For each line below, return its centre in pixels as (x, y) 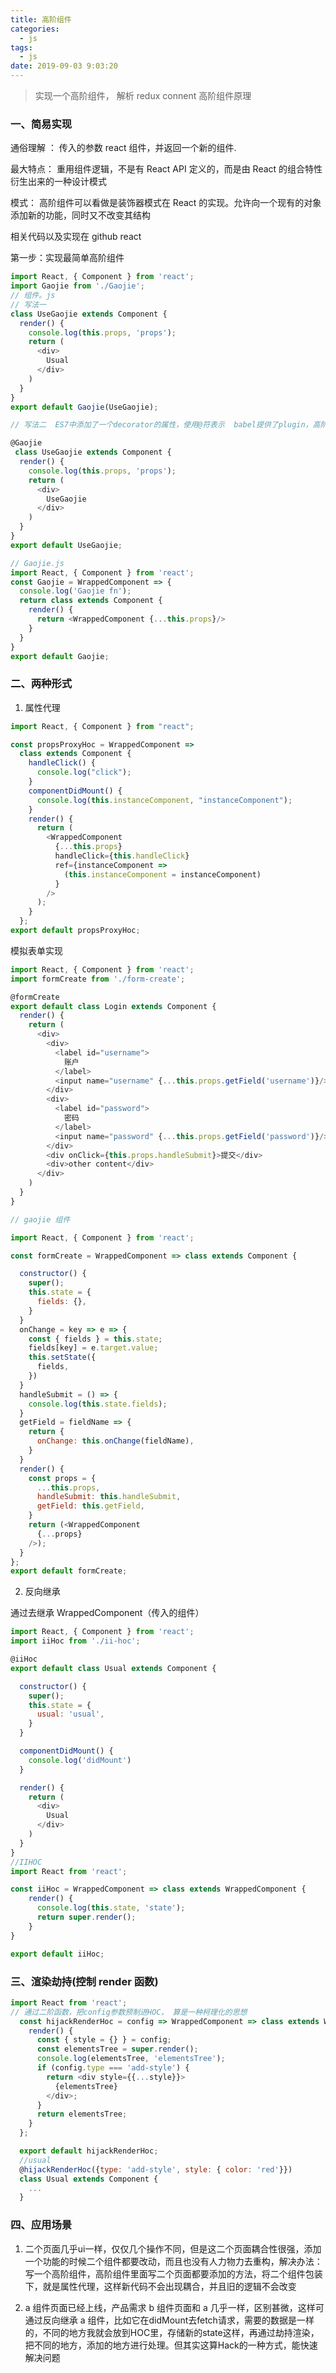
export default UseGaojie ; (66, 545)
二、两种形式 (41, 684)
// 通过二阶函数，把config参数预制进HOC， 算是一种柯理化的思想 (129, 2012)
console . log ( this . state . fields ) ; (98, 1404)
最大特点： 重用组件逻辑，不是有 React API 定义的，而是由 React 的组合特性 (166, 169)
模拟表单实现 (36, 950)
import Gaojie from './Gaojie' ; (77, 286)
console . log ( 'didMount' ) (80, 1760)
